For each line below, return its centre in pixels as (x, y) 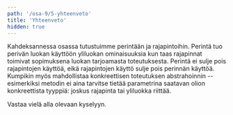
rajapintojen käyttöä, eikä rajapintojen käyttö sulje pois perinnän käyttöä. (111, 69)
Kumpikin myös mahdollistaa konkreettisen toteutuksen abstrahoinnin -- (110, 76)
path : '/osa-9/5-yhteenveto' (49, 14)
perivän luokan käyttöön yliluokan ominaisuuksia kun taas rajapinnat (105, 54)
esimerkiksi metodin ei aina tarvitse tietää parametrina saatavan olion (106, 84)
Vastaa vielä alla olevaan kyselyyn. (57, 105)
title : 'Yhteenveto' (37, 20)
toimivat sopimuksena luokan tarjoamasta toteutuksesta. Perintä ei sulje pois (117, 61)
